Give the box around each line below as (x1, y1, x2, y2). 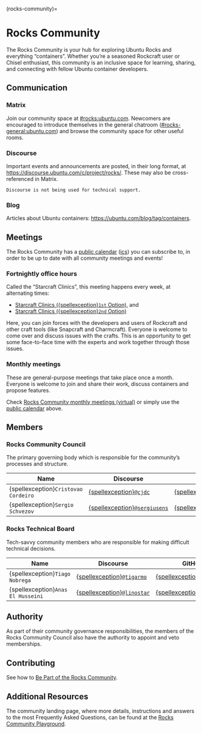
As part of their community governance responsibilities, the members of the (6, 628, 194, 635)
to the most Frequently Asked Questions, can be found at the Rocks (6, 714, 174, 721)
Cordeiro (9, 492, 34, 499)
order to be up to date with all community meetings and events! (6, 254, 164, 262)
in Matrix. (35, 175, 58, 183)
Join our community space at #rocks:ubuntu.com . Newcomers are (6, 115, 171, 122)
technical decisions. (6, 545, 56, 552)
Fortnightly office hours (6, 269, 78, 278)
